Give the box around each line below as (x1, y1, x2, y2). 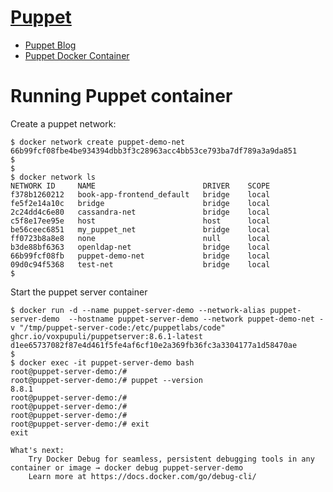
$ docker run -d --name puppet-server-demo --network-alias (10, 305, 267, 315)
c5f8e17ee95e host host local (10, 216, 271, 226)
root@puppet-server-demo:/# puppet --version (10, 375, 203, 385)
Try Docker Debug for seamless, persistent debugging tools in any (28, 454, 315, 464)
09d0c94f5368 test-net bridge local (10, 259, 271, 270)
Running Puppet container (10, 85, 233, 108)
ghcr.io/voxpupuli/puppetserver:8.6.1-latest (10, 331, 203, 341)
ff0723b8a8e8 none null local (10, 233, 271, 243)
